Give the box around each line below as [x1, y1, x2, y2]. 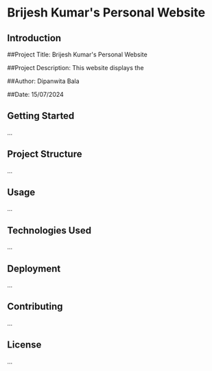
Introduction [7, 32, 62, 44]
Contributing [7, 301, 63, 313]
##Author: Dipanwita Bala [7, 77, 80, 85]
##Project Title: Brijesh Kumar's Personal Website [7, 50, 148, 58]
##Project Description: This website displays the [7, 64, 144, 71]
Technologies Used [7, 225, 91, 236]
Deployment [7, 262, 61, 274]
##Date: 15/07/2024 [7, 91, 64, 98]
